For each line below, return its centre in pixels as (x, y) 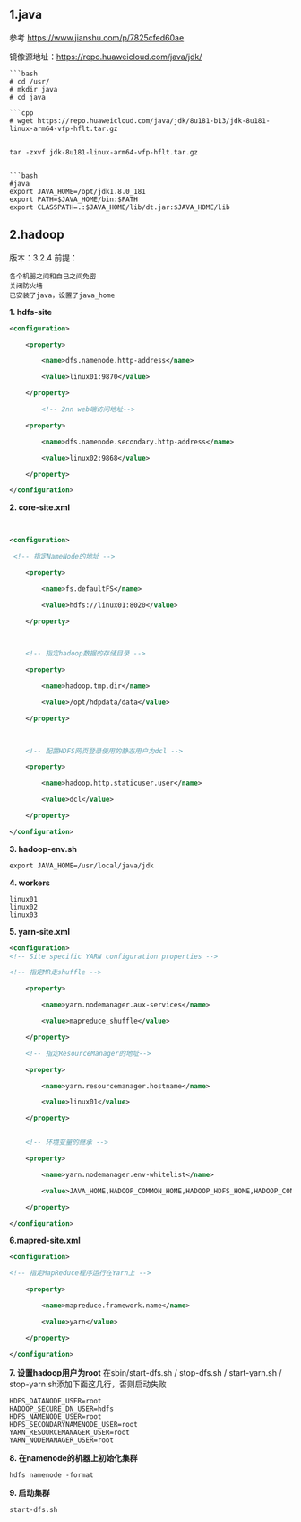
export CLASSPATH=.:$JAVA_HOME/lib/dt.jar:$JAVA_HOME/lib (120, 207)
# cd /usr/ (30, 81)
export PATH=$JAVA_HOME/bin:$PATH (74, 199)
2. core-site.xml (39, 507)
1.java (26, 15)
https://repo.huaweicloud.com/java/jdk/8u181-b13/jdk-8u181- (154, 120)
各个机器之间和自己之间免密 (53, 276)
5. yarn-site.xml (39, 931)
